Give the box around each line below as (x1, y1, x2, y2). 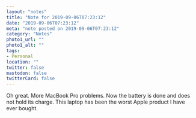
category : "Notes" (6, 31, 52, 37)
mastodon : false (6, 70, 47, 76)
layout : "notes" (6, 8, 47, 15)
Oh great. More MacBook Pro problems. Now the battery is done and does (6, 92, 191, 99)
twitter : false (6, 64, 44, 71)
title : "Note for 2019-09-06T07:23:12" (6, 14, 106, 20)
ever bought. (6, 105, 38, 112)
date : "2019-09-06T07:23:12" (6, 20, 79, 26)
